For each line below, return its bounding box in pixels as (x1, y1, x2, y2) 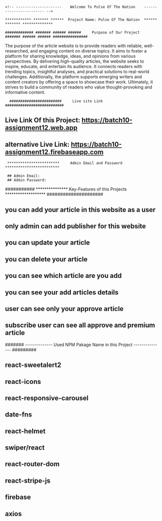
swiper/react (5, 444, 45, 452)
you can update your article (5, 239, 90, 247)
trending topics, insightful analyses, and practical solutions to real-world (5, 69, 149, 74)
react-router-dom (5, 460, 60, 469)
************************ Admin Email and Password (7, 161, 123, 166)
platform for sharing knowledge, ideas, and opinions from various (5, 53, 136, 59)
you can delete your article (5, 255, 88, 263)
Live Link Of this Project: (5, 116, 81, 124)
